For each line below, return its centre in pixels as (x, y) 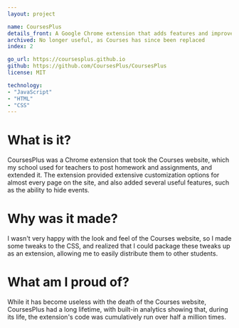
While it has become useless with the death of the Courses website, (107, 302)
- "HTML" (20, 99)
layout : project (31, 14)
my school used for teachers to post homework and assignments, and (110, 168)
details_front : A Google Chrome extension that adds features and (108, 33)
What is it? (39, 140)
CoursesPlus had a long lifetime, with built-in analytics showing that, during (118, 310)
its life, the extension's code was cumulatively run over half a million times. (117, 317)
